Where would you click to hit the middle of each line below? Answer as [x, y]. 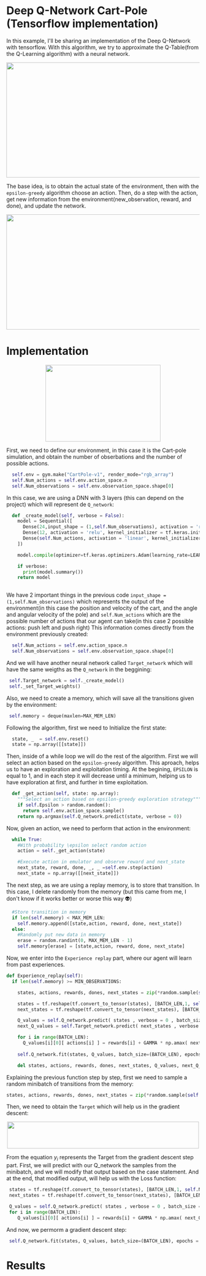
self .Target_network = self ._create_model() [67, 680]
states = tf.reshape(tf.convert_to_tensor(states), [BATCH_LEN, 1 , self [102, 1190]
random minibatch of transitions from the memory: [70, 1084]
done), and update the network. [46, 206]
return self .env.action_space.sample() [73, 811]
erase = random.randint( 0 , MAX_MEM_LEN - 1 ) [75, 941]
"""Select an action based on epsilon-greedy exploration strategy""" [109, 799]
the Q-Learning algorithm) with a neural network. [68, 53]
